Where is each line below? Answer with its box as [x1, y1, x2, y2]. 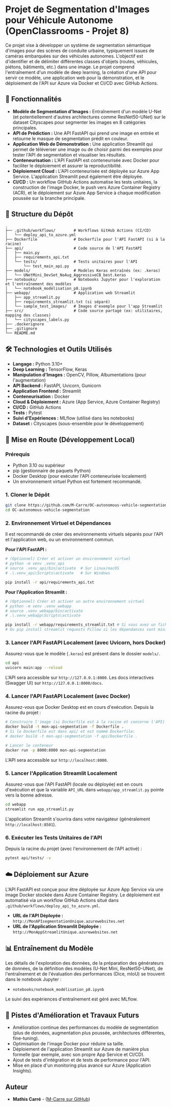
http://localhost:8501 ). [5, 821, 56, 827]
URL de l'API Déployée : [12, 912, 64, 918]
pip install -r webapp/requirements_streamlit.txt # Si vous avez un [5, 622, 156, 628]
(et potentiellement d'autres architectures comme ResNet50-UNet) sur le [12, 114, 166, 120]
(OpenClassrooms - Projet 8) [5, 25, 129, 37]
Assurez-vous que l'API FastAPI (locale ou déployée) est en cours [5, 781, 143, 787]
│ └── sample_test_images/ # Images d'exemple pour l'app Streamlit [5, 303, 163, 309]
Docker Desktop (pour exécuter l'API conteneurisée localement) [12, 473, 147, 479]
